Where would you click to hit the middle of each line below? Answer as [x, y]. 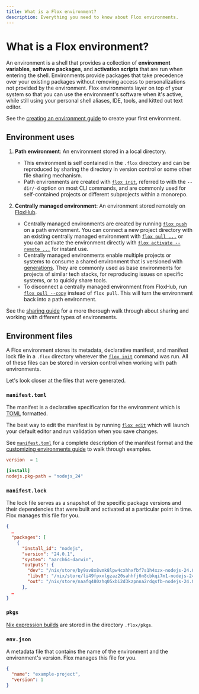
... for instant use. [65, 249]
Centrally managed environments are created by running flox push [105, 224]
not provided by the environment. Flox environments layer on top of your [94, 88]
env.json [19, 639]
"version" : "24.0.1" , [49, 554]
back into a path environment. [60, 300]
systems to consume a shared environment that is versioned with [103, 262]
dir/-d [32, 189]
